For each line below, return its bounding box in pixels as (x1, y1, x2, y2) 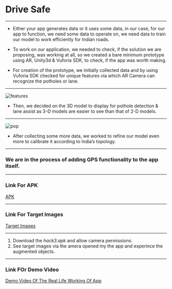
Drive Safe (5, 4, 51, 15)
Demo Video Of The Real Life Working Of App (5, 278, 102, 284)
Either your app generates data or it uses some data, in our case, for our (12, 25, 165, 31)
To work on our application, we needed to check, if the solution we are (12, 46, 162, 52)
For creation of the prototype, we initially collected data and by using (12, 67, 158, 73)
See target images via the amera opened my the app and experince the (12, 243, 163, 249)
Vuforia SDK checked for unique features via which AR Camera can (12, 72, 155, 79)
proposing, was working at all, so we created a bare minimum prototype (12, 51, 165, 57)
